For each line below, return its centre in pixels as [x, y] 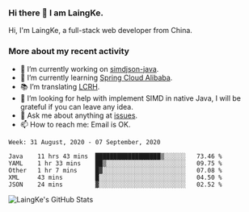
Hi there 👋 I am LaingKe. [56, 13]
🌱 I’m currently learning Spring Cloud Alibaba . [96, 77]
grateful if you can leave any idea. [76, 106]
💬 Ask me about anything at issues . [79, 115]
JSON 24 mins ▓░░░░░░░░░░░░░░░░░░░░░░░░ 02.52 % [115, 185]
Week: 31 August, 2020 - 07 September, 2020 [84, 142]
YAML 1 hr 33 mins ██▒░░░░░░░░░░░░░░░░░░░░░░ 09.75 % [115, 163]
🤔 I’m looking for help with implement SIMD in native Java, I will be [130, 98]
